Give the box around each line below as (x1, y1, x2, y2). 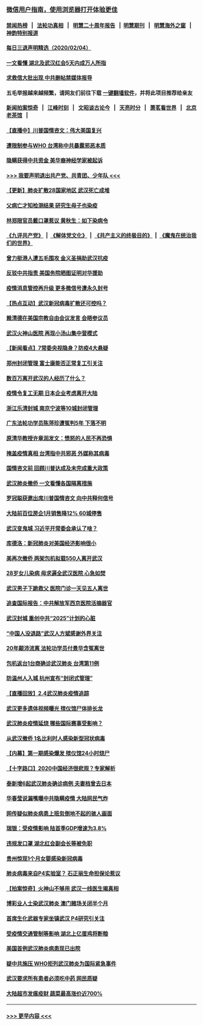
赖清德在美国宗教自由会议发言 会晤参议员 (6, 314, 109, 322)
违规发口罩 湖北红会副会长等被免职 (6, 839, 92, 847)
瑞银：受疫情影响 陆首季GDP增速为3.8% (6, 825, 107, 832)
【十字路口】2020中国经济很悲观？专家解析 (6, 765, 116, 772)
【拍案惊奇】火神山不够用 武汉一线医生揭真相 (6, 884, 119, 892)
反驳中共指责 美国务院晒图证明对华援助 (6, 269, 103, 277)
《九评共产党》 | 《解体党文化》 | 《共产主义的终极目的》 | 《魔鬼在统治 (6, 232, 192, 239)
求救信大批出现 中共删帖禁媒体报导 (6, 74, 92, 81)
